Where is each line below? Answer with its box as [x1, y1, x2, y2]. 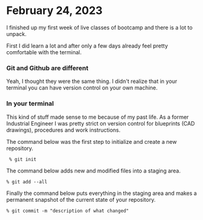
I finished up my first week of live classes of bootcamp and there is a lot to [6, 24, 193, 31]
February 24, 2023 [6, 4, 103, 18]
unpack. [6, 30, 27, 37]
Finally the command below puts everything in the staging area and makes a [6, 190, 198, 197]
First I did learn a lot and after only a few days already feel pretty [6, 42, 168, 49]
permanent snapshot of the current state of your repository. [6, 196, 156, 203]
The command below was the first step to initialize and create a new [6, 138, 177, 145]
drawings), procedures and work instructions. [6, 126, 121, 133]
